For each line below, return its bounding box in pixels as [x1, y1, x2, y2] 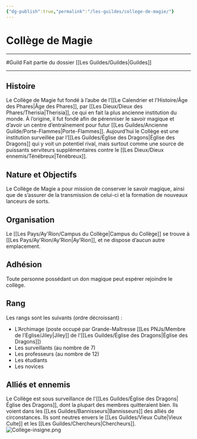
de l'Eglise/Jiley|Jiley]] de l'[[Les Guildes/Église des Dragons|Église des [14, 332, 188, 339]
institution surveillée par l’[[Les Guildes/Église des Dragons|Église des [6, 134, 175, 141]
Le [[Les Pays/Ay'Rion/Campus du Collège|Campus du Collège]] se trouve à [6, 230, 190, 237]
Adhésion [6, 260, 42, 270]
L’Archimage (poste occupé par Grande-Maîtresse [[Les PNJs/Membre [14, 325, 186, 332]
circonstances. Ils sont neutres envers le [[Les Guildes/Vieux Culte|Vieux [6, 414, 182, 421]
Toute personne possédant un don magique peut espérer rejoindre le [6, 275, 173, 282]
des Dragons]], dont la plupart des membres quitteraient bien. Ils [22, 401, 178, 409]
